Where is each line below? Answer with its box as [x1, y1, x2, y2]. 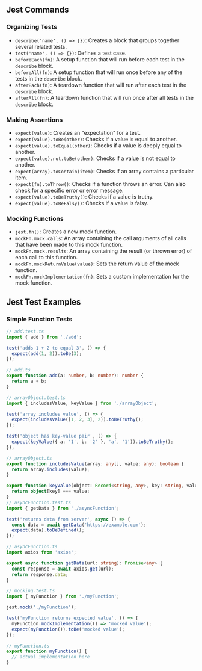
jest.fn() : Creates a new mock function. [14, 228, 117, 235]
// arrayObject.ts [6, 455, 52, 461]
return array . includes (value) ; [11, 466, 90, 472]
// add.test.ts [6, 328, 44, 335]
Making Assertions [6, 116, 63, 124]
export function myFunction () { [6, 648, 87, 655]
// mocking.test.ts [6, 588, 55, 594]
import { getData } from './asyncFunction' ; [6, 505, 120, 511]
